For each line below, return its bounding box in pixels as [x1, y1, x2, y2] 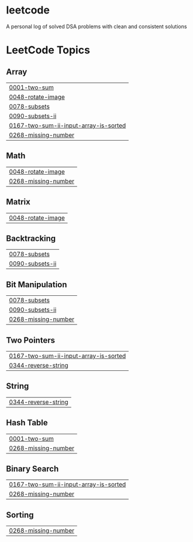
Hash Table [6, 418, 48, 428]
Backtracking [6, 233, 56, 243]
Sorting [6, 510, 34, 520]
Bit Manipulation [6, 279, 67, 289]
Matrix [6, 197, 30, 207]
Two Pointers [6, 335, 56, 345]
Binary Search [6, 464, 59, 474]
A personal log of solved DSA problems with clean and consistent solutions [6, 23, 187, 30]
